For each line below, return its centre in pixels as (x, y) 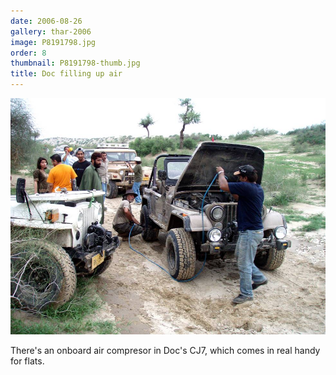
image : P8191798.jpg (53, 42)
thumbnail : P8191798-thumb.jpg (75, 63)
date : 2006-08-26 (46, 21)
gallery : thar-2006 (51, 31)
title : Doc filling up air (66, 74)
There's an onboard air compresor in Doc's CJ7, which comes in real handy (165, 350)
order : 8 (28, 53)
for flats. (27, 361)
